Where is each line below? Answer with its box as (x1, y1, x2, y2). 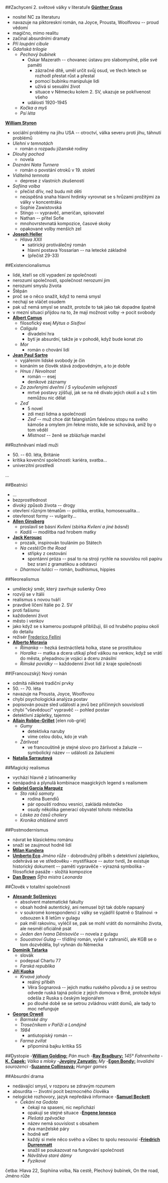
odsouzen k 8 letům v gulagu (20, 915, 80, 921)
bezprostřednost (12, 497, 47, 503)
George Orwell (12, 1011, 44, 1017)
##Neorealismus (5, 576, 40, 582)
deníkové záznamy (27, 379, 67, 385)
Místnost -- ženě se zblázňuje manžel (27, 432, 106, 438)
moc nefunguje (27, 1006, 59, 1012)
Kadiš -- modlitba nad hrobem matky (20, 529, 96, 535)
